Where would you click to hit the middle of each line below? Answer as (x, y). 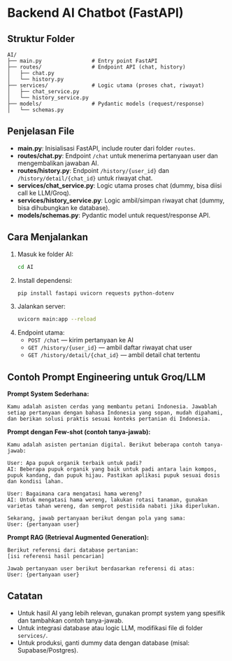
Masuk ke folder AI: (45, 254)
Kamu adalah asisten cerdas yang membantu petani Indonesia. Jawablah (112, 407)
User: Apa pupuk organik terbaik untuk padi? (74, 464)
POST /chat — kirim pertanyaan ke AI (81, 340)
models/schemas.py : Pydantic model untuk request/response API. (114, 215)
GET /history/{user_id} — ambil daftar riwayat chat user (110, 347)
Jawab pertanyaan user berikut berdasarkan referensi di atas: (101, 569)
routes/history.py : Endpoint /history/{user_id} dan (93, 170)
